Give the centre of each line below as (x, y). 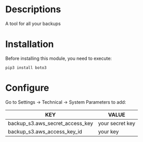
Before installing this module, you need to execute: (59, 58)
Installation (30, 44)
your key (108, 131)
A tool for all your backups (33, 23)
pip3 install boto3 (26, 67)
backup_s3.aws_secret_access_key (51, 123)
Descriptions (33, 9)
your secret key (116, 123)
